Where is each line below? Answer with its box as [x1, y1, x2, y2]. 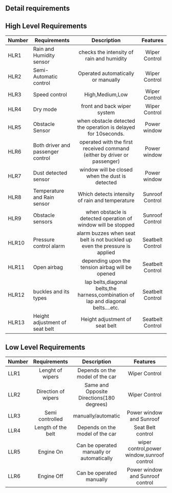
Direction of [36, 388, 65, 395]
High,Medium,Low [84, 91, 128, 98]
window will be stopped [77, 221, 135, 229]
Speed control [33, 91, 68, 98]
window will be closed [79, 166, 133, 174]
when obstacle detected [77, 118, 136, 125]
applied [97, 249, 115, 256]
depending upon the [81, 257, 131, 264]
